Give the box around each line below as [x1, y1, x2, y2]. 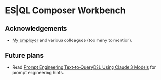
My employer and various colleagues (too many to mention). [12, 37, 133, 43]
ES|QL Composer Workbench [5, 5, 126, 16]
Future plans [5, 51, 44, 60]
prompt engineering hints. [12, 69, 64, 75]
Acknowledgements [5, 24, 67, 33]
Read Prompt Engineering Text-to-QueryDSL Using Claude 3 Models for [12, 64, 156, 70]
